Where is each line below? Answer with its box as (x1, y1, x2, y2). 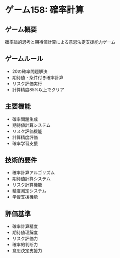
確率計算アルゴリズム (12, 170, 55, 175)
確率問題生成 (12, 116, 38, 122)
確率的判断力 (12, 241, 38, 248)
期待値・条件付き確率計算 (12, 74, 64, 80)
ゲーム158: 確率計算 (5, 4, 84, 16)
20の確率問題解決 (12, 69, 48, 74)
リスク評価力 (12, 236, 38, 241)
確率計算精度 (12, 224, 38, 229)
